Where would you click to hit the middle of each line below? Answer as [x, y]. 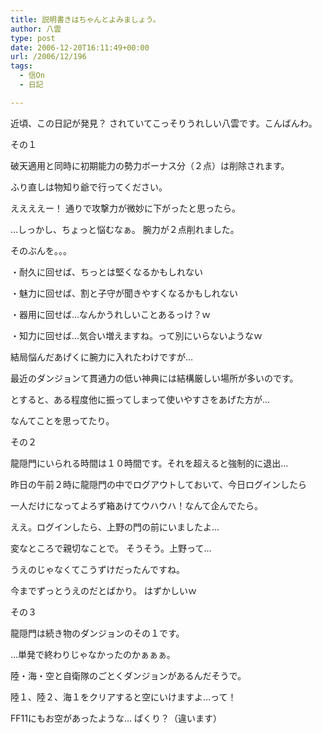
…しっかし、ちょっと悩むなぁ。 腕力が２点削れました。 [125, 229]
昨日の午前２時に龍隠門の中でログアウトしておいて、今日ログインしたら [159, 484]
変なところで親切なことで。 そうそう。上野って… [111, 548]
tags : [21, 66]
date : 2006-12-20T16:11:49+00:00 [80, 47]
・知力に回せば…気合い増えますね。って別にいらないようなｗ [136, 335]
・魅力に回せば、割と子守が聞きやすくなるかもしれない [124, 293]
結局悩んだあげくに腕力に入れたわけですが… [102, 357]
